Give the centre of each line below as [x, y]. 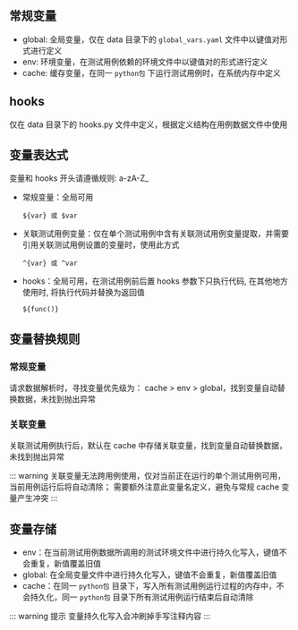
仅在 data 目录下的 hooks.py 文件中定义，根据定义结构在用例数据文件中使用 [149, 124]
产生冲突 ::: [37, 498]
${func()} [41, 310]
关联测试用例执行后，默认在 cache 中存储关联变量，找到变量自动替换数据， [149, 446]
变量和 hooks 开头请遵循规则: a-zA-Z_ [79, 178]
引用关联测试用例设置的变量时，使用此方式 [101, 245]
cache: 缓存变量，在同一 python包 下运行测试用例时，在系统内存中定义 [151, 72]
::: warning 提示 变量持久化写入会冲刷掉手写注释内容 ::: [110, 617]
